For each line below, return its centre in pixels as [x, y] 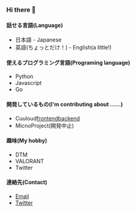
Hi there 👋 [21, 10]
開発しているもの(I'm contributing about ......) [65, 104]
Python [24, 76]
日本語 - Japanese [38, 40]
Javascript [28, 83]
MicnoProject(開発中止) [45, 125]
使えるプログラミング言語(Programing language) [68, 62]
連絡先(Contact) [27, 182]
